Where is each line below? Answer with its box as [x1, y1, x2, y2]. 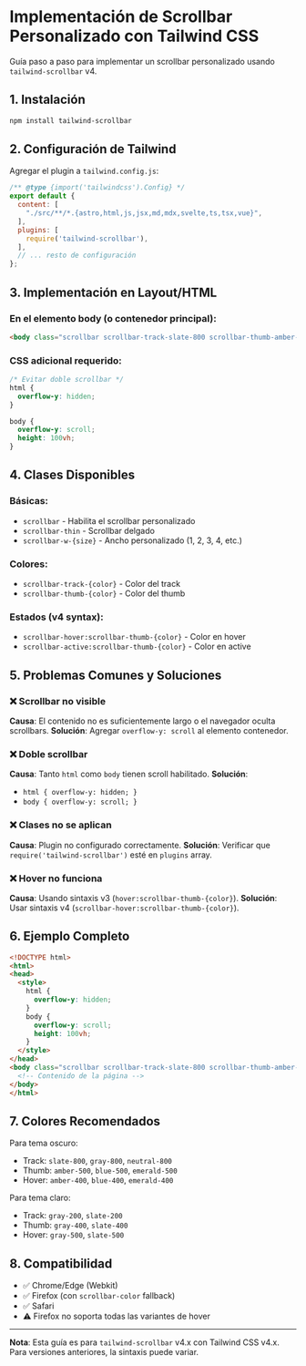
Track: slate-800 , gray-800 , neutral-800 [22, 1155, 173, 1166]
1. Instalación [9, 92, 86, 108]
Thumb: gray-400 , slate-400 [22, 1219, 128, 1231]
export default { [9, 191, 76, 201]
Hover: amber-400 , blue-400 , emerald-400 [22, 1175, 174, 1186]
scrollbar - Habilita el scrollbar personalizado [22, 515, 196, 526]
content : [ [17, 200, 59, 210]
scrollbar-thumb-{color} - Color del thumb [22, 588, 186, 599]
